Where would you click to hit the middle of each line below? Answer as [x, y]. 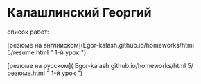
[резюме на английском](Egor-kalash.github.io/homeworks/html [101, 45]
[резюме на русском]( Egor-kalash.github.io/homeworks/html [97, 65]
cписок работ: [28, 32]
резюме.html [26, 73]
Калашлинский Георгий [80, 13]
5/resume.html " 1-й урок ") [47, 52]
